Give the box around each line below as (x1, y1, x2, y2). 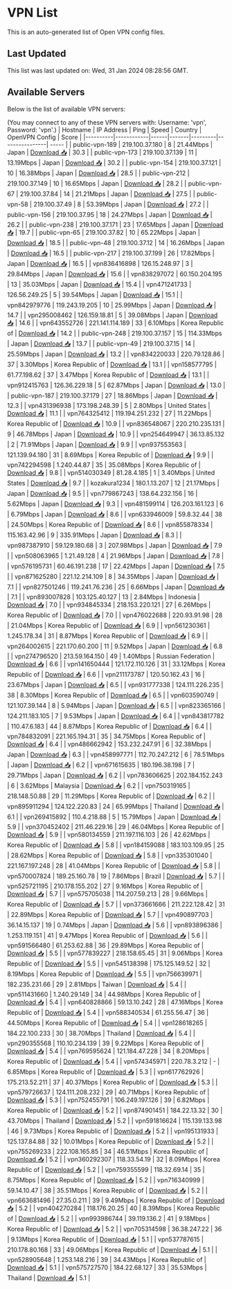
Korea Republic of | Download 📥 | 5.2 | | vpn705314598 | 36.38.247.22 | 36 (7, 1225, 222, 1233)
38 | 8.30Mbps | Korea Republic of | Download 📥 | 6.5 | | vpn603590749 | (7, 691, 219, 699)
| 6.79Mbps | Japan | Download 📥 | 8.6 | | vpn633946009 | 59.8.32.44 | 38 (7, 510, 223, 518)
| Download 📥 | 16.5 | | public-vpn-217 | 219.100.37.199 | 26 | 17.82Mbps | (7, 249, 215, 257)
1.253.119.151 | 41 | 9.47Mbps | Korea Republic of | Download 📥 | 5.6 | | (7, 931, 208, 939)
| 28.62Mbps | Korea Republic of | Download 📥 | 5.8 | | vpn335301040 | (7, 851, 213, 860)
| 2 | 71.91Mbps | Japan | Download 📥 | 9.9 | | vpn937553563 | (7, 440, 187, 448)
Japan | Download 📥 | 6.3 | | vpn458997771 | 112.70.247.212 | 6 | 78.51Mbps (7, 750, 225, 758)
